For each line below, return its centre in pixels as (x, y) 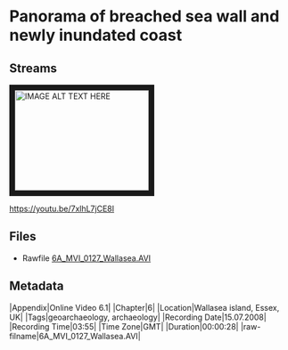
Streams (33, 68)
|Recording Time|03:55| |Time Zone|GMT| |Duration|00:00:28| (124, 326)
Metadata (37, 286)
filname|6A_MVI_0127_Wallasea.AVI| (75, 336)
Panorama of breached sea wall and (144, 16)
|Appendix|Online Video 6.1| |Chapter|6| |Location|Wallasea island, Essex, (144, 307)
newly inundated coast (96, 35)
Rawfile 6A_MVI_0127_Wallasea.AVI (86, 258)
